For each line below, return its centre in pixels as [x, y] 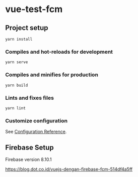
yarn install [19, 39]
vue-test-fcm [34, 9]
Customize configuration [37, 120]
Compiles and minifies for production [52, 75]
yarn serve [17, 62]
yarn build [17, 85]
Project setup [27, 28]
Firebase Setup [29, 147]
